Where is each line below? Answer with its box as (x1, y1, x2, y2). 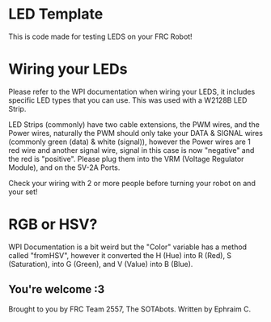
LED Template (8, 5, 104, 23)
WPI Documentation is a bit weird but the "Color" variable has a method (8, 242, 248, 252)
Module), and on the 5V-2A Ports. (8, 163, 121, 172)
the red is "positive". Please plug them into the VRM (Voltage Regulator (8, 154, 244, 163)
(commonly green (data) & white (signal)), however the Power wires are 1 (8, 137, 251, 146)
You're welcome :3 (8, 282, 105, 296)
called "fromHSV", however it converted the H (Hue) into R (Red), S (8, 250, 232, 260)
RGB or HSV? (8, 215, 98, 234)
